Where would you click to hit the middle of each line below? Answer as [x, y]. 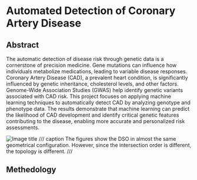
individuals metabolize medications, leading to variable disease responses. [97, 71]
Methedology [31, 170]
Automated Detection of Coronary [91, 11]
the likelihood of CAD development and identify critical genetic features [93, 115]
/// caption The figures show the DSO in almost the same [107, 139]
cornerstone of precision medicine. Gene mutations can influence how [91, 65]
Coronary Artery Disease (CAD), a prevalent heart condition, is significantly [97, 78]
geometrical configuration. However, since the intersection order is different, [99, 145]
